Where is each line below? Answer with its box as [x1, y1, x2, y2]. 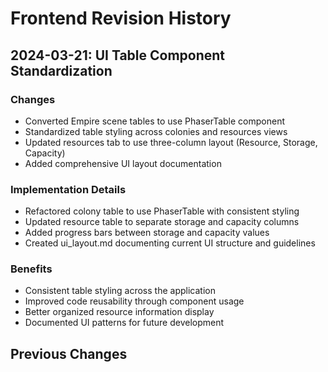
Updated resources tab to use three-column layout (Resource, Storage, [24, 136, 318, 148]
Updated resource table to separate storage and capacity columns [24, 216, 300, 228]
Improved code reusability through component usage [24, 295, 245, 307]
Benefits [10, 262, 53, 276]
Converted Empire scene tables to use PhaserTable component [24, 115, 286, 127]
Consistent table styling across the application [24, 285, 216, 297]
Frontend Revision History [10, 7, 232, 30]
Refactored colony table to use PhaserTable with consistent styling [24, 205, 300, 217]
